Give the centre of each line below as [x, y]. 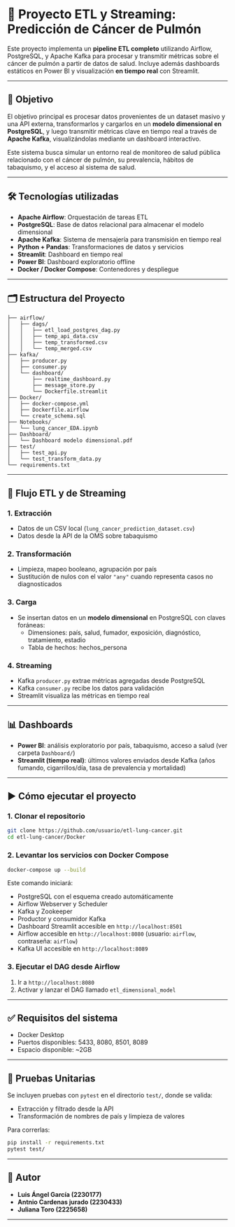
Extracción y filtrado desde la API [65, 1109]
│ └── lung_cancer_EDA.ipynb [53, 429]
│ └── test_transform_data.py [54, 459]
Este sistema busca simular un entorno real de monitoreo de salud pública [114, 152]
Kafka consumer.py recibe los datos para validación [91, 688]
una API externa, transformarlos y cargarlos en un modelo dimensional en [115, 124]
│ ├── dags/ [28, 324]
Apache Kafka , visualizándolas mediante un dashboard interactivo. [104, 139]
